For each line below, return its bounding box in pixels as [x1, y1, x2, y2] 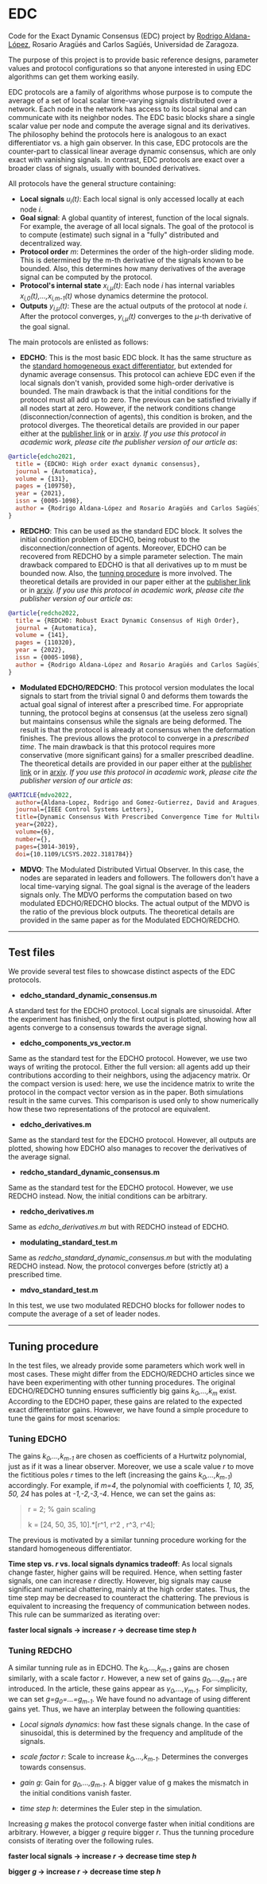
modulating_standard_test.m [19, 1237, 118, 1247]
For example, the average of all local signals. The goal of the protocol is [19, 221, 254, 231]
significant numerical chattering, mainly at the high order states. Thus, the [8, 1584, 250, 1594]
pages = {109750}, [15, 482, 77, 490]
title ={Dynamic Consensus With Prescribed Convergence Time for [15, 813, 233, 822]
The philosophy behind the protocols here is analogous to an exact [8, 129, 227, 139]
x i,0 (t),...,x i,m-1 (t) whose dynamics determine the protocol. [19, 291, 209, 302]
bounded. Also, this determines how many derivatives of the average [19, 263, 246, 273]
